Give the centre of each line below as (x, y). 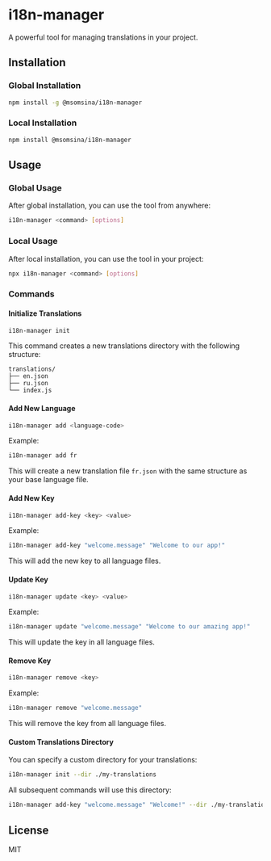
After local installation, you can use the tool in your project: (106, 258)
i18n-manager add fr (43, 456)
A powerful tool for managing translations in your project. (103, 37)
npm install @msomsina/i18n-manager (70, 140)
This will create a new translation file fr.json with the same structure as (128, 471)
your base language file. (48, 480)
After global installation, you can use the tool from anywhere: (110, 206)
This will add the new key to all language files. (85, 561)
